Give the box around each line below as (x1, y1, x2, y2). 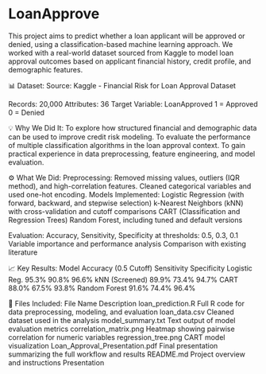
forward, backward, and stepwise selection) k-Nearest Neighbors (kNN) (8, 198, 244, 208)
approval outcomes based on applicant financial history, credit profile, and (8, 56, 252, 66)
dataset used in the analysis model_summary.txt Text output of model (8, 315, 236, 325)
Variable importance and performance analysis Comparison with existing (8, 239, 246, 248)
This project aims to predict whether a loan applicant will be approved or (8, 31, 245, 41)
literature (8, 247, 38, 257)
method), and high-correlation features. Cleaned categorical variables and (8, 181, 252, 191)
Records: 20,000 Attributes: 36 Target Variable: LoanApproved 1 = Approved (8, 99, 258, 108)
